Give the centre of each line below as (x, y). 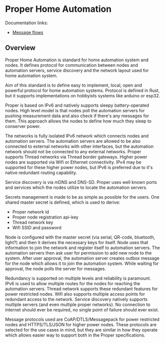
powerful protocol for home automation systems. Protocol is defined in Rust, (82, 90)
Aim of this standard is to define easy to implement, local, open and (74, 85)
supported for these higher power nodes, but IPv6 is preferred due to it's (79, 167)
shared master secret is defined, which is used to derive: (63, 202)
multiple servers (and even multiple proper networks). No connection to (78, 304)
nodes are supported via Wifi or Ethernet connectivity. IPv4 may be (73, 162)
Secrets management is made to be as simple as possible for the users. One (82, 197)
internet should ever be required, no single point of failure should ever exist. (82, 309)
